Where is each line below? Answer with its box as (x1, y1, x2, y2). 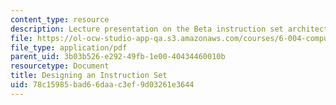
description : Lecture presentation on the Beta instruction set (10, 24, 284, 34)
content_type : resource (10, 14, 110, 25)
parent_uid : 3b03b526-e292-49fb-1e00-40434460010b (10, 52, 226, 62)
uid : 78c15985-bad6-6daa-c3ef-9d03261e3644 (10, 80, 195, 90)
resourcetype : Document (10, 61, 110, 71)
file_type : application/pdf (10, 42, 128, 53)
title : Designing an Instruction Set (10, 71, 168, 81)
